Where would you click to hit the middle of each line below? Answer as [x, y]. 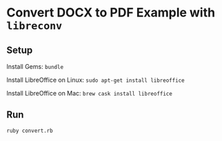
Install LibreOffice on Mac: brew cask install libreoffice [90, 93]
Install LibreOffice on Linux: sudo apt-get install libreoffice [95, 80]
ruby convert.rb [30, 131]
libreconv [34, 26]
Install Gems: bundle [35, 66]
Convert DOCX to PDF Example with [111, 13]
